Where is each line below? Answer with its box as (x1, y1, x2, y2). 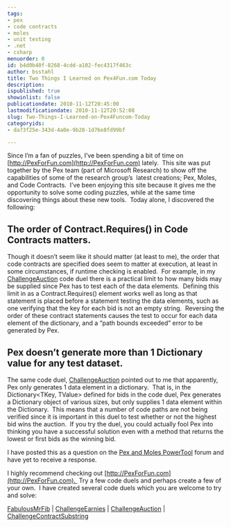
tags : (7, 10, 23, 17)
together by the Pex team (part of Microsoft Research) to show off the (7, 166, 207, 174)
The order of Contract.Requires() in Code (7, 223, 189, 235)
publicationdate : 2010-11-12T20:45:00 (7, 101, 119, 108)
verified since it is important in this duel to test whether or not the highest (7, 412, 217, 421)
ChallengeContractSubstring (7, 512, 89, 520)
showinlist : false (7, 94, 60, 101)
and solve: (7, 491, 37, 499)
